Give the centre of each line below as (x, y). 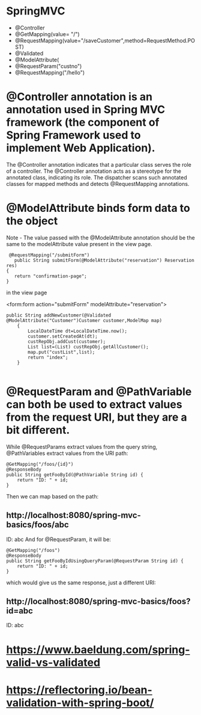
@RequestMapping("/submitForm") (49, 255)
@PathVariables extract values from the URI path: (67, 453)
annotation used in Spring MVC (86, 110)
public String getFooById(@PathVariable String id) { (75, 475)
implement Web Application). (81, 148)
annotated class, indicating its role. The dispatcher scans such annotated (97, 177)
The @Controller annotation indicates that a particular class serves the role (99, 164)
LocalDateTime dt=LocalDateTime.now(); (78, 331)
